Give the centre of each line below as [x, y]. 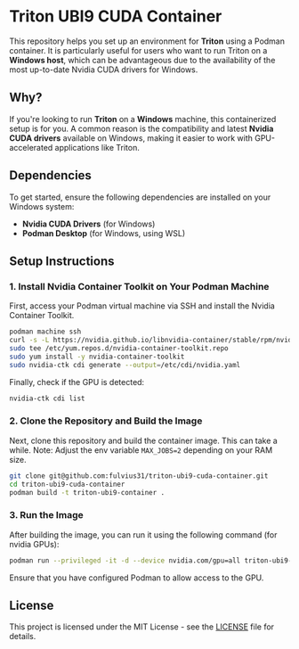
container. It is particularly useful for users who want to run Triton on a [138, 50]
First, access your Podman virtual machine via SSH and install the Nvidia [142, 306]
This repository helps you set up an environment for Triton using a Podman [147, 41]
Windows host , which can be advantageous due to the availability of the [142, 60]
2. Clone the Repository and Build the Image [106, 421]
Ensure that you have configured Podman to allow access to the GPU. [137, 578]
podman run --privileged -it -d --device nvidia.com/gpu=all [125, 560]
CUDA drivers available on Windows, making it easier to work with [131, 138]
